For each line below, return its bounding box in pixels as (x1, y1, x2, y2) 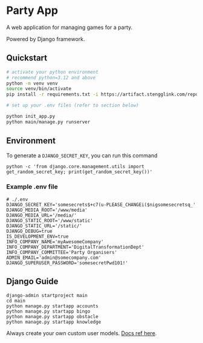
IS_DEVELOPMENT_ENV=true (6, 234, 69, 240)
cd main (6, 298, 26, 304)
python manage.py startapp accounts (6, 303, 98, 309)
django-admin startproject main (6, 292, 88, 298)
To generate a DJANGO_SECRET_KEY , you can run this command (6, 152, 158, 159)
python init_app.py (6, 113, 56, 119)
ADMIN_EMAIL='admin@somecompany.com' (6, 255, 101, 261)
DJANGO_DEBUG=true (6, 228, 53, 234)
